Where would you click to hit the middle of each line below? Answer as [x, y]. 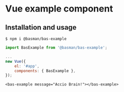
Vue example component [59, 9]
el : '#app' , [27, 66]
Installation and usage [41, 27]
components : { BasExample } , [45, 71]
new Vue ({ [16, 61]
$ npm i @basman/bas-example [36, 39]
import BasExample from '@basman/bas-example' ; [56, 48]
